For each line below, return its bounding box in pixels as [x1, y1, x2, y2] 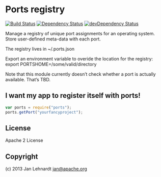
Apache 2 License [5, 137, 43, 144]
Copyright [5, 152, 38, 161]
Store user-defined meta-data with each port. [5, 36, 101, 42]
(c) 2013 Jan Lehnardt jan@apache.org [5, 166, 88, 172]
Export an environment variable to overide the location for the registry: [5, 55, 153, 62]
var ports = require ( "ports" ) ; [5, 105, 72, 110]
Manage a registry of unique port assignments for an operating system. [5, 30, 155, 36]
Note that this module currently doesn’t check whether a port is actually [5, 71, 156, 77]
